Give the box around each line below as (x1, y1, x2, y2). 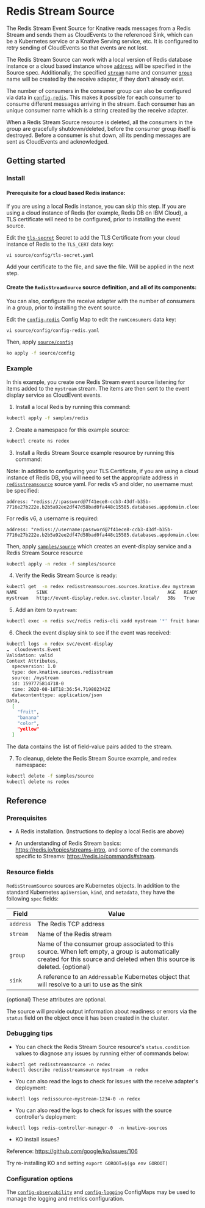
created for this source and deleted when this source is (37, 955, 195, 963)
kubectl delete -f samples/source (6, 773, 95, 779)
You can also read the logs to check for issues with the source (15, 1107, 172, 1114)
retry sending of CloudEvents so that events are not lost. (6, 44, 148, 51)
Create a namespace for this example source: (15, 426, 130, 433)
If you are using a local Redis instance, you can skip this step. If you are (6, 203, 186, 210)
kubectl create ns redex (6, 438, 70, 444)
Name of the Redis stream (37, 929, 112, 938)
